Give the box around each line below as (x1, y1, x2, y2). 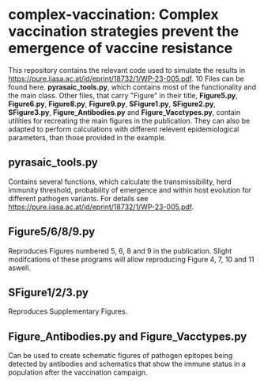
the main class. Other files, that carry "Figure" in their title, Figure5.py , (8, 90, 239, 100)
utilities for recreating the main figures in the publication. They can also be (8, 116, 251, 125)
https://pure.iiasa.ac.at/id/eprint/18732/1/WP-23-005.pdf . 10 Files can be (8, 74, 245, 83)
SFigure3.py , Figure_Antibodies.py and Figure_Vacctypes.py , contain (8, 107, 241, 116)
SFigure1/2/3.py (8, 285, 89, 299)
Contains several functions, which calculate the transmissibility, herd (8, 177, 232, 186)
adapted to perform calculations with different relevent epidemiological (8, 124, 239, 134)
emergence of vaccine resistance (8, 40, 233, 57)
